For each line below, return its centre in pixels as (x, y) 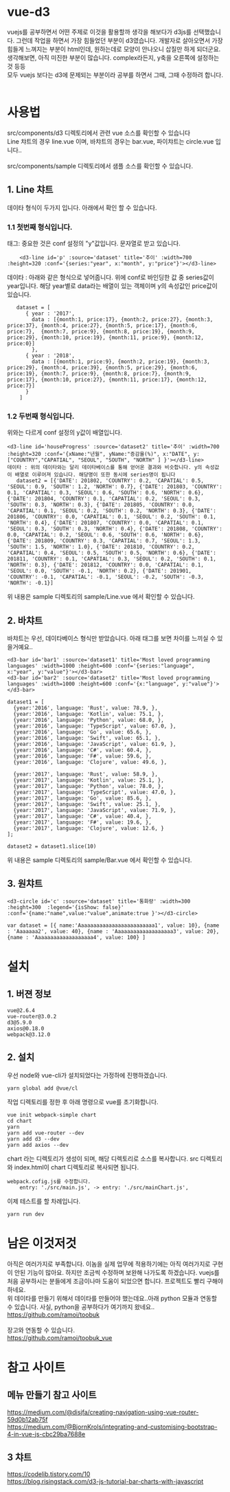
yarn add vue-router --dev (46, 1133)
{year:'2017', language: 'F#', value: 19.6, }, (83, 822)
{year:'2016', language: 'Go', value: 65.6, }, (83, 732)
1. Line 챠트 (30, 190)
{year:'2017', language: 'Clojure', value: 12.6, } (89, 829)
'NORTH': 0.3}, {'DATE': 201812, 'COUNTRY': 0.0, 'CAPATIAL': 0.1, (106, 565)
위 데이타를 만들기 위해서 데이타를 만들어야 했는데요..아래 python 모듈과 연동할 (112, 1298)
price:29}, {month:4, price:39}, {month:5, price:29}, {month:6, (102, 367)
